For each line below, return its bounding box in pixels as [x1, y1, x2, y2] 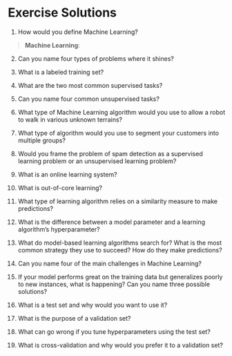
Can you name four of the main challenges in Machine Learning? [17, 259, 202, 268]
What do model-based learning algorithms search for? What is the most [17, 238, 222, 247]
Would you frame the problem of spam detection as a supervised [17, 149, 203, 158]
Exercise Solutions [8, 5, 117, 21]
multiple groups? [17, 136, 66, 144]
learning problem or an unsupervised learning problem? [17, 157, 177, 165]
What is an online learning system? [17, 170, 118, 178]
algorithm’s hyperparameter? [17, 225, 100, 233]
